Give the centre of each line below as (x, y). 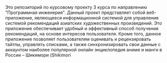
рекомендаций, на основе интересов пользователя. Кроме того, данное (83, 34)
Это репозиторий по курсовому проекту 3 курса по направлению (76, 7)
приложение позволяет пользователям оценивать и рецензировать (78, 39)
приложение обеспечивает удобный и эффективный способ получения (82, 28)
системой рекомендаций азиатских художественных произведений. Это (84, 23)
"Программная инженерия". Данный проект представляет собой (75, 12)
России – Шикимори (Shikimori (38, 55)
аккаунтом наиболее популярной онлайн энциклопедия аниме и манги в (84, 50)
